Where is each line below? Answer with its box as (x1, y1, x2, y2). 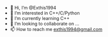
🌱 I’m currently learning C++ (10, 15, 70, 21)
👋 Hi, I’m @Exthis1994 (10, 5, 57, 10)
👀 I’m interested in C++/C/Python (10, 10, 80, 16)
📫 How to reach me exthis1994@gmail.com (10, 26, 103, 32)
